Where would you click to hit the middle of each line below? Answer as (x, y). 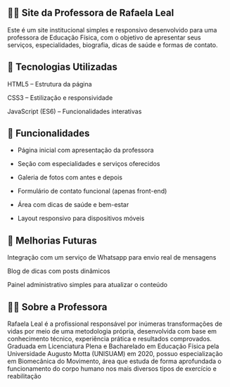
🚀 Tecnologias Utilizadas (62, 67)
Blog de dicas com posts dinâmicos (59, 271)
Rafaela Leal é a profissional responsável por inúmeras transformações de (115, 324)
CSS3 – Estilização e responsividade (60, 97)
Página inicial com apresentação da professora (85, 150)
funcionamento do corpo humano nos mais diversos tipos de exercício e (112, 369)
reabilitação (24, 376)
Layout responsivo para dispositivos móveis (81, 218)
